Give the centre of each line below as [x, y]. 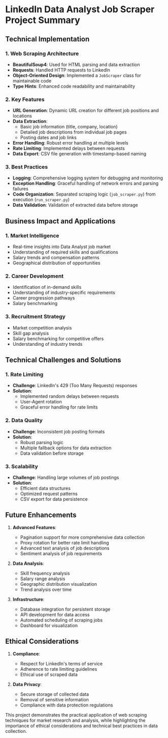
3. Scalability [22, 466]
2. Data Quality [24, 420]
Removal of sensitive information [54, 699]
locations [22, 116]
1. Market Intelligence [32, 235]
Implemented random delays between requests [70, 396]
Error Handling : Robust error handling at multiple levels [70, 143]
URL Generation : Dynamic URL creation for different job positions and [86, 111]
